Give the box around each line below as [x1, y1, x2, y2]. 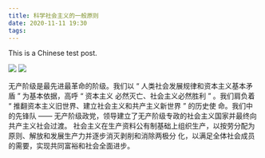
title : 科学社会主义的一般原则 [8, 11, 99, 20]
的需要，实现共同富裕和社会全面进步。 [8, 141, 134, 151]
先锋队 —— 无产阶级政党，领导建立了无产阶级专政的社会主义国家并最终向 [14, 111, 257, 120]
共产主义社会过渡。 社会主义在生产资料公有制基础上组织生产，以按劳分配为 [8, 121, 255, 131]
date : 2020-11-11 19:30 [8, 19, 88, 27]
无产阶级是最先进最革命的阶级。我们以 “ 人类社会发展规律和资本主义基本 [8, 81, 247, 91]
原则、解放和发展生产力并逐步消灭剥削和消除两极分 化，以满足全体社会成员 [8, 131, 255, 140]
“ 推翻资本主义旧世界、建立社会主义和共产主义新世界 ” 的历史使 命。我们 [8, 101, 247, 111]
